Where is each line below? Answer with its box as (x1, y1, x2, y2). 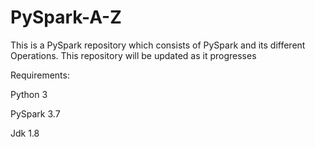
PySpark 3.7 (10, 107, 61, 120)
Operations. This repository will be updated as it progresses (10, 49, 257, 61)
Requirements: (10, 69, 70, 81)
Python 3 (10, 88, 48, 100)
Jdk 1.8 (10, 127, 40, 139)
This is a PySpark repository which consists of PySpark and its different (10, 39, 306, 51)
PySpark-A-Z (10, 6, 122, 29)
